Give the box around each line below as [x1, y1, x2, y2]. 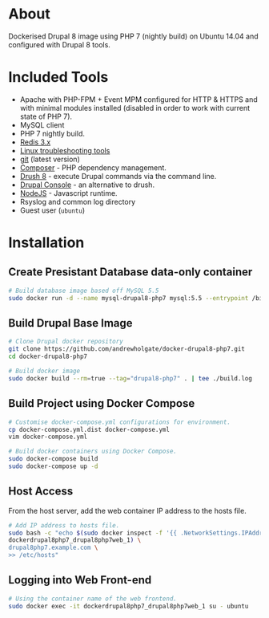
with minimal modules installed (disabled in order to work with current [19, 103, 251, 112]
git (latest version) [19, 154, 80, 164]
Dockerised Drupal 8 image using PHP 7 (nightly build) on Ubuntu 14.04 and [8, 31, 259, 41]
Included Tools [8, 68, 109, 87]
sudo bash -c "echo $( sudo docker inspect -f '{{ [8, 529, 178, 537]
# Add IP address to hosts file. [8, 521, 120, 530]
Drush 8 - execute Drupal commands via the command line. [19, 171, 217, 181]
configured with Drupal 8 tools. [8, 39, 110, 49]
